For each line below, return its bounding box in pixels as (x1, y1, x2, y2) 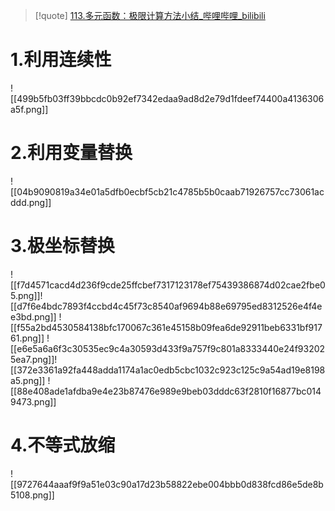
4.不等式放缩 (10, 434, 116, 456)
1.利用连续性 (10, 49, 112, 71)
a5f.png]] (10, 103, 49, 115)
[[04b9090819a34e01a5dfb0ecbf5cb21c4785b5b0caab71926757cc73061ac (10, 185, 325, 198)
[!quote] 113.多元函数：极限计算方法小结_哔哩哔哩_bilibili (34, 10, 266, 21)
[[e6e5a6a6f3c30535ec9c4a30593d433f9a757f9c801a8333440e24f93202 (10, 342, 326, 354)
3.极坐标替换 (10, 235, 115, 258)
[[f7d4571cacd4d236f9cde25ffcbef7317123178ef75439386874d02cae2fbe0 (10, 279, 326, 291)
